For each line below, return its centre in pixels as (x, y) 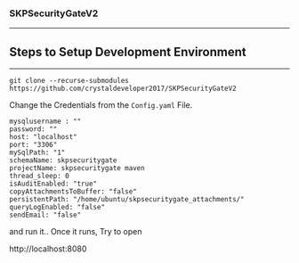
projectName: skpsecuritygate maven (77, 168)
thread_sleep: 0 (39, 177)
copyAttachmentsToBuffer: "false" (73, 192)
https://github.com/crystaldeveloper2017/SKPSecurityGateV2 (123, 89)
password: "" (33, 129)
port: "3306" (33, 145)
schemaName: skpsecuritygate (63, 160)
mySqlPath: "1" (37, 153)
